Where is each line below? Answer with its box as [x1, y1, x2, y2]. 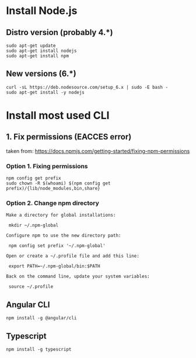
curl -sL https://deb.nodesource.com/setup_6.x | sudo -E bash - [6, 84, 168, 90]
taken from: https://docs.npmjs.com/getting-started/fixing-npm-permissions [6, 147, 190, 154]
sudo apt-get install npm [6, 53, 69, 59]
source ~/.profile [8, 284, 54, 290]
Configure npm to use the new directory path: [6, 232, 121, 239]
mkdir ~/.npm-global [8, 223, 59, 228]
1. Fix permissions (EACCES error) [6, 132, 132, 142]
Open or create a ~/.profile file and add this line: [6, 253, 140, 259]
